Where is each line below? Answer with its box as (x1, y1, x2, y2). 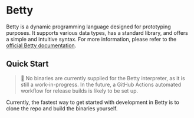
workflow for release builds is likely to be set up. (20, 87, 139, 94)
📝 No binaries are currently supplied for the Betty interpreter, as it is (20, 74, 185, 81)
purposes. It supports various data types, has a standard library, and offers (6, 29, 189, 36)
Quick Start (6, 59, 49, 69)
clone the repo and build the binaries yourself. (6, 104, 118, 112)
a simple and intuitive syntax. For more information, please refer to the (6, 35, 177, 42)
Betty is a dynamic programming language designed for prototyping (6, 23, 171, 30)
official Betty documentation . (6, 42, 77, 49)
